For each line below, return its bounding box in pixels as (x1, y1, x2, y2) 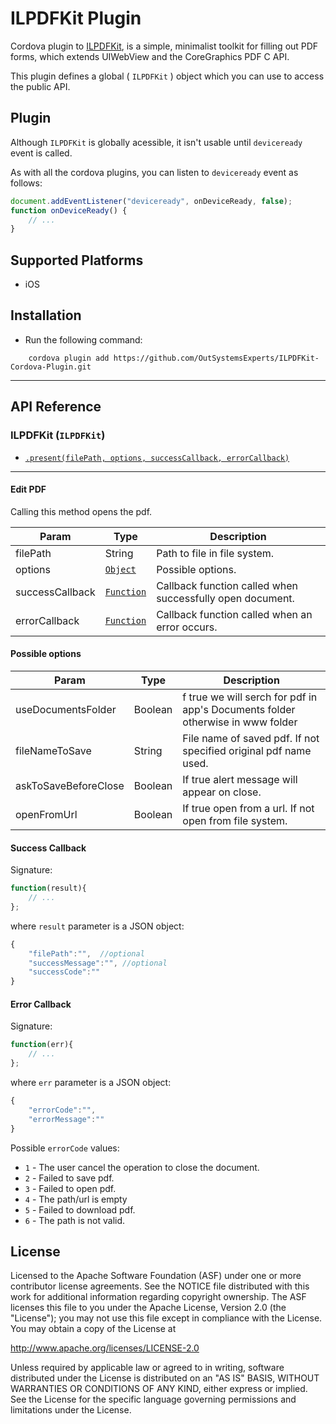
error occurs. (156, 620, 218, 634)
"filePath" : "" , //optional (28, 948, 145, 959)
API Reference (10, 398, 102, 416)
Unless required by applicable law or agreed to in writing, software (10, 1362, 285, 1374)
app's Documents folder (182, 702, 296, 716)
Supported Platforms (10, 252, 144, 269)
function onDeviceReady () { (10, 205, 128, 216)
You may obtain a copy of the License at (10, 1323, 177, 1335)
